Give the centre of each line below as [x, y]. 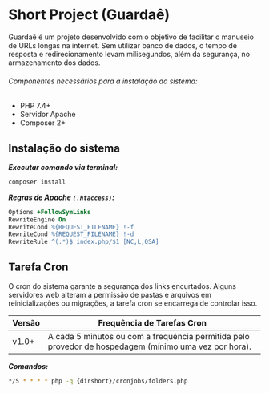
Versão [26, 323]
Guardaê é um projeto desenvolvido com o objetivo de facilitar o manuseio [131, 37]
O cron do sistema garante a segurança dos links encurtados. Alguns [122, 286]
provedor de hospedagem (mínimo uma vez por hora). [150, 346]
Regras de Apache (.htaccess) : [61, 197]
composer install [37, 182]
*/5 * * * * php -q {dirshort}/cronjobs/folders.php [98, 381]
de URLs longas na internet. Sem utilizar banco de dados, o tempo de [123, 45]
